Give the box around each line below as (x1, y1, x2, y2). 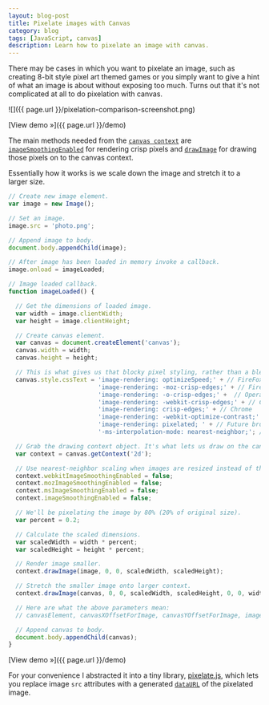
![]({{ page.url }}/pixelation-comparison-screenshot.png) (8, 105, 196, 115)
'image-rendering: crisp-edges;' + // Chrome (97, 406, 252, 414)
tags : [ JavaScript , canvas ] (8, 34, 102, 43)
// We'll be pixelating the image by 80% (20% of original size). (15, 508, 242, 517)
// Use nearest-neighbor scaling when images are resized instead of (15, 464, 252, 472)
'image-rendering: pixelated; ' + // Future (97, 420, 249, 429)
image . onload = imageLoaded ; (8, 265, 106, 273)
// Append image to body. (8, 236, 94, 245)
